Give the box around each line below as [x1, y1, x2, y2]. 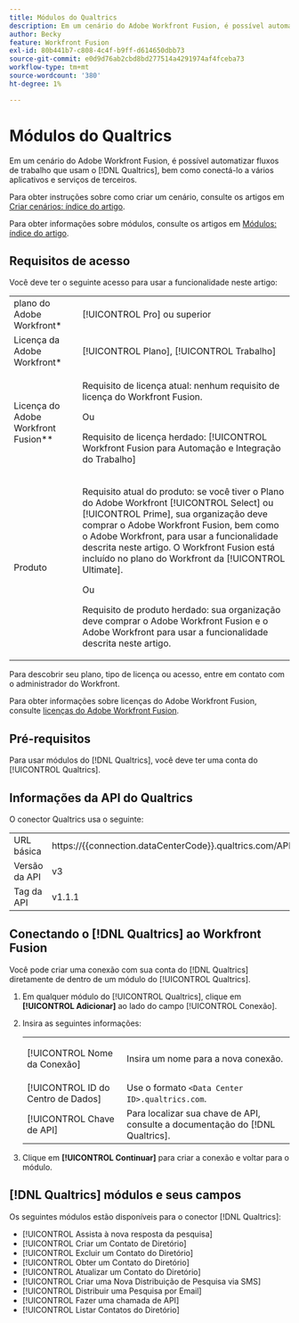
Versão [13, 860, 44, 872]
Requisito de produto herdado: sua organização [82, 604, 281, 616]
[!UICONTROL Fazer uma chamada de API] [21, 1294, 180, 1305]
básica [13, 845, 42, 857]
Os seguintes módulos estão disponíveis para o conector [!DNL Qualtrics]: [9, 1211, 282, 1222]
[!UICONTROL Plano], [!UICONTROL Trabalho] [82, 345, 277, 358]
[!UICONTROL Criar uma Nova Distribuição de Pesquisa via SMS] [21, 1276, 262, 1286]
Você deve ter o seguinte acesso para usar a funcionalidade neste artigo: [9, 277, 278, 288]
